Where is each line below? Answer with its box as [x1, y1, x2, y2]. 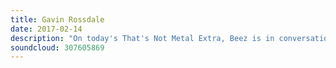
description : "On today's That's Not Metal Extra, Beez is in [10, 33, 275, 43]
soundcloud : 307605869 [10, 42, 105, 53]
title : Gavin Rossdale [10, 14, 105, 25]
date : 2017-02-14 [10, 24, 83, 34]
